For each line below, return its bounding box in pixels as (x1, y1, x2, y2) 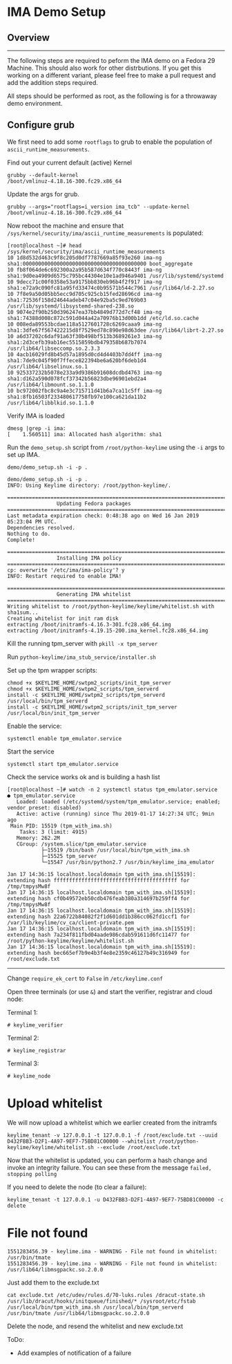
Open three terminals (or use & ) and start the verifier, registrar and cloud (7, 987, 213, 996)
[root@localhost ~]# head (7, 242, 81, 249)
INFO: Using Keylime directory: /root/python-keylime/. (7, 482, 171, 489)
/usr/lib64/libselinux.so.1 (7, 363, 88, 370)
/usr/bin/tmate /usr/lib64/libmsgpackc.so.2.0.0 (7, 1309, 150, 1317)
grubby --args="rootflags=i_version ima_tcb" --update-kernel (7, 203, 190, 210)
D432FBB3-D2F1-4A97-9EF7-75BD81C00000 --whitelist (7, 1138, 156, 1145)
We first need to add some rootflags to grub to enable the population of (7, 138, 213, 146)
